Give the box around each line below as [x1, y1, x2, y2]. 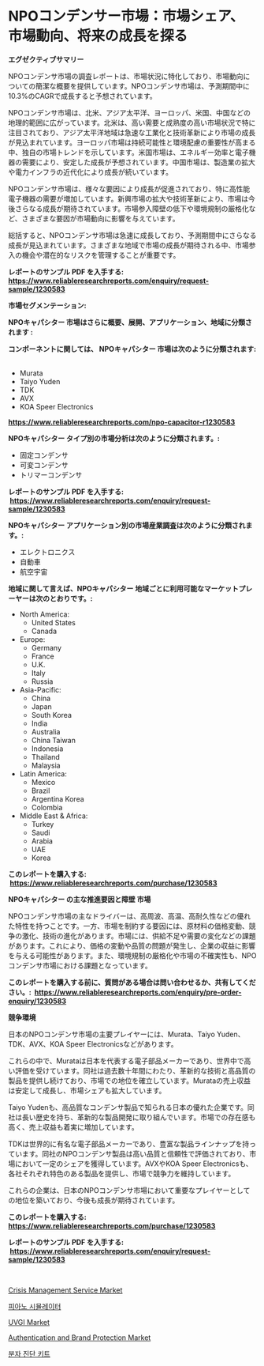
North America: [19, 609, 69, 619]
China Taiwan [31, 735, 76, 745]
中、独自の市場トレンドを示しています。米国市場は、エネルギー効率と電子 [8, 147, 250, 157]
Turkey [31, 819, 54, 828]
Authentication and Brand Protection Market [8, 1333, 151, 1342]
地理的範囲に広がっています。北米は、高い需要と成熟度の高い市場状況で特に [8, 118, 256, 127]
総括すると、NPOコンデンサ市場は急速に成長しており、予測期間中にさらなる [8, 230, 257, 240]
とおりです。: [49, 594, 93, 603]
